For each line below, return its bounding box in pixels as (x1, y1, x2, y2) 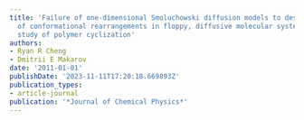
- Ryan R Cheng (9, 47, 67, 56)
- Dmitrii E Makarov (9, 55, 88, 64)
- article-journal (9, 88, 79, 97)
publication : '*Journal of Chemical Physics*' (9, 97, 188, 106)
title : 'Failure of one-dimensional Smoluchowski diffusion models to (9, 13, 281, 23)
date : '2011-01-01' (9, 64, 83, 73)
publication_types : (9, 80, 83, 89)
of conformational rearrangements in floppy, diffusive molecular (17, 22, 273, 31)
